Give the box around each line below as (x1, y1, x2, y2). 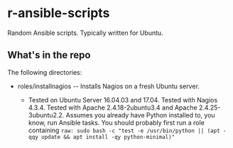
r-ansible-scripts (7, 5, 110, 21)
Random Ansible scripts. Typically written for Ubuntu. (7, 28, 163, 37)
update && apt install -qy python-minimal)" (41, 133, 175, 140)
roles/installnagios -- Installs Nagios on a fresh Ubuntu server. (17, 82, 200, 90)
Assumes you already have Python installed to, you (65, 110, 215, 119)
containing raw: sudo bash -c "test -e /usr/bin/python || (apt (28, 126, 220, 134)
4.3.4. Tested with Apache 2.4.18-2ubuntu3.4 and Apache (28, 103, 197, 112)
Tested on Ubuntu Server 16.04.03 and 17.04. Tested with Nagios (28, 95, 218, 104)
